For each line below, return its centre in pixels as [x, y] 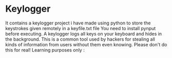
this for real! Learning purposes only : [45, 50]
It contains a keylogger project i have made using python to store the [78, 23]
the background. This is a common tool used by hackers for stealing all [80, 39]
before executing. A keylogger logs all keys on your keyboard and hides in [84, 34]
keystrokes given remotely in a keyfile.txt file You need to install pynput [81, 28]
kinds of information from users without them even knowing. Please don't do [86, 44]
